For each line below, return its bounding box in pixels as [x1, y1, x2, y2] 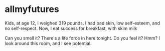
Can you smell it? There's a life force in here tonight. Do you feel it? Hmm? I [5, 35, 160, 41]
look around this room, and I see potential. [5, 40, 92, 46]
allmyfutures [5, 3, 60, 15]
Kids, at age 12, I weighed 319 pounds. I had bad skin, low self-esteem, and [5, 20, 160, 26]
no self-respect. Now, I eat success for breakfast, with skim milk [5, 25, 137, 31]
